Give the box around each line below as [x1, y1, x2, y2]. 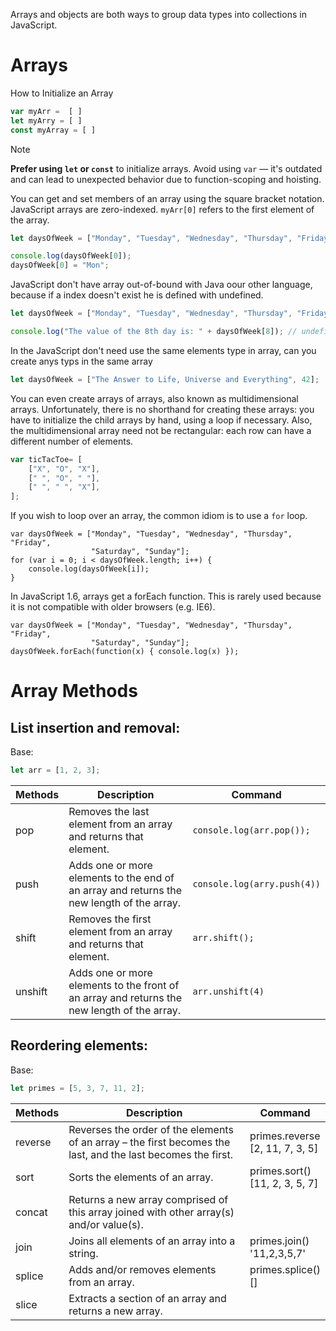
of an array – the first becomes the [68, 1135, 231, 1149]
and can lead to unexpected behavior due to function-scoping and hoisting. [10, 173, 322, 185]
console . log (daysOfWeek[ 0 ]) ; [10, 251, 132, 261]
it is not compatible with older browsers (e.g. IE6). [10, 601, 216, 613]
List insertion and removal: [10, 719, 181, 736]
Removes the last [68, 805, 150, 819]
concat [15, 1205, 48, 1219]
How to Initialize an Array [10, 87, 114, 99]
